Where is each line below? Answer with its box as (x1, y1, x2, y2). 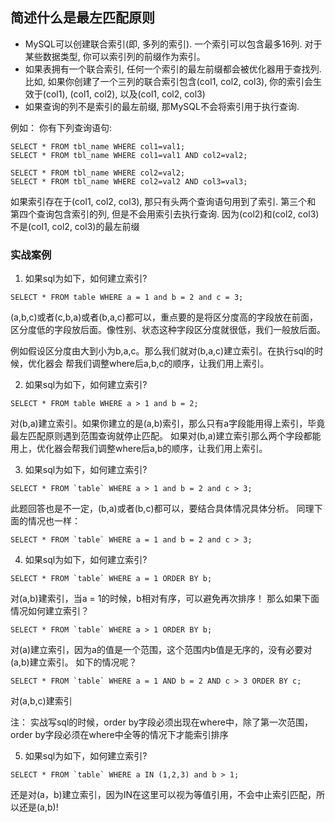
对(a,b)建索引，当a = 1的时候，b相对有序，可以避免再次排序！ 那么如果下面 (10, 593, 320, 605)
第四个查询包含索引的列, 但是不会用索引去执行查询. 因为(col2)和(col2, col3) (10, 208, 320, 220)
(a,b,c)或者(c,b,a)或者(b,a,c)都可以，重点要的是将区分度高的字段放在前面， (10, 311, 318, 323)
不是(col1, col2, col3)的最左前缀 (10, 220, 140, 232)
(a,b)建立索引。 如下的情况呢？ (10, 656, 138, 668)
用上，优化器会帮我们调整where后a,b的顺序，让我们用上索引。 (10, 443, 268, 455)
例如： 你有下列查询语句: (10, 121, 112, 133)
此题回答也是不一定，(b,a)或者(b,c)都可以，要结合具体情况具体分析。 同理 (10, 503, 315, 515)
